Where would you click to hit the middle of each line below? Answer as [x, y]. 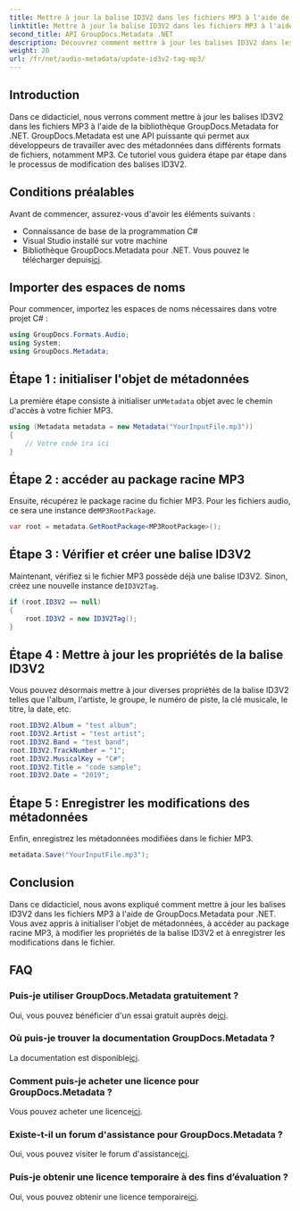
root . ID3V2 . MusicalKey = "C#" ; [67, 759]
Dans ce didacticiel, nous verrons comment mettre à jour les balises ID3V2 [146, 116]
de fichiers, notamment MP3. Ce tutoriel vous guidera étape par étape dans [148, 155]
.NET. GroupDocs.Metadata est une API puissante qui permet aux [129, 136]
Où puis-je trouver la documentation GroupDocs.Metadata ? [142, 1039]
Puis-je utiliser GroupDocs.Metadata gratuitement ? [124, 996]
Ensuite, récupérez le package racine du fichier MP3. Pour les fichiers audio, [150, 501]
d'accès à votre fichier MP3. [61, 410]
